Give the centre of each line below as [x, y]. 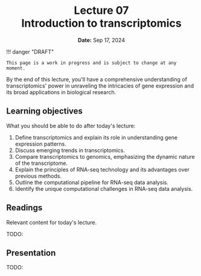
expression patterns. [40, 144]
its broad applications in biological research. [61, 92]
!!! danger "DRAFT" [30, 51]
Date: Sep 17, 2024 [101, 40]
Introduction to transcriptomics [101, 23]
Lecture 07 [101, 11]
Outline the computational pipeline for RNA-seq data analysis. [92, 182]
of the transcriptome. [41, 163]
